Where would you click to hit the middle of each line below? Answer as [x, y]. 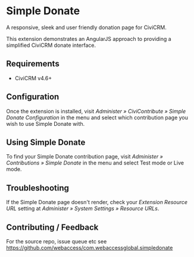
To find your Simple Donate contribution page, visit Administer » [85, 157]
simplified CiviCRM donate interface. [51, 45]
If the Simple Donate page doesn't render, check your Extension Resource [97, 202]
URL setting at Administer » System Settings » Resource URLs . [83, 208]
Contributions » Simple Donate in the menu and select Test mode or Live [95, 163]
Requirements [33, 64]
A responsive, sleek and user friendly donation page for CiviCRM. [86, 27]
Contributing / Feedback [52, 227]
